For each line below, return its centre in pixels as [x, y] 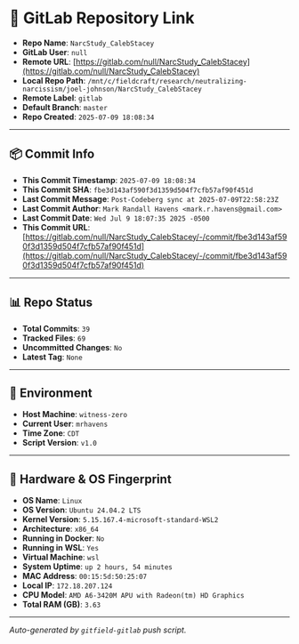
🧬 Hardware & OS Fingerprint [90, 479]
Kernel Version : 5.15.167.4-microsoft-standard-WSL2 [120, 519]
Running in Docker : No [63, 538]
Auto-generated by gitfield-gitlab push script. [98, 630]
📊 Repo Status [51, 303]
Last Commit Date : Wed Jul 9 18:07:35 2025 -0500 [116, 218]
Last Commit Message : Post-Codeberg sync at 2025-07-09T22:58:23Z [150, 198]
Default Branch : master [65, 107]
